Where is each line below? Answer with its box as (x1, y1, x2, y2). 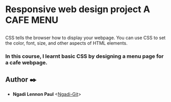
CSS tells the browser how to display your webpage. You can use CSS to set (5, 35, 166, 41)
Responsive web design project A (5, 4, 151, 15)
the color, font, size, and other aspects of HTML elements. (5, 40, 128, 46)
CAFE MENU (5, 14, 59, 26)
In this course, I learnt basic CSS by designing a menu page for (5, 52, 164, 59)
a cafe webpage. (5, 59, 47, 66)
